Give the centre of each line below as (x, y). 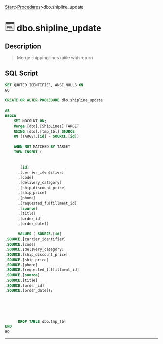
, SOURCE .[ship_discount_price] (37, 255)
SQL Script (22, 73)
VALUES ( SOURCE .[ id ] (40, 234)
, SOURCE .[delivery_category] (34, 249)
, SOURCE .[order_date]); (29, 290)
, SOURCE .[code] (20, 244)
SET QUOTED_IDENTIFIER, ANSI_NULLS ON (44, 85)
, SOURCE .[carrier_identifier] (36, 239)
